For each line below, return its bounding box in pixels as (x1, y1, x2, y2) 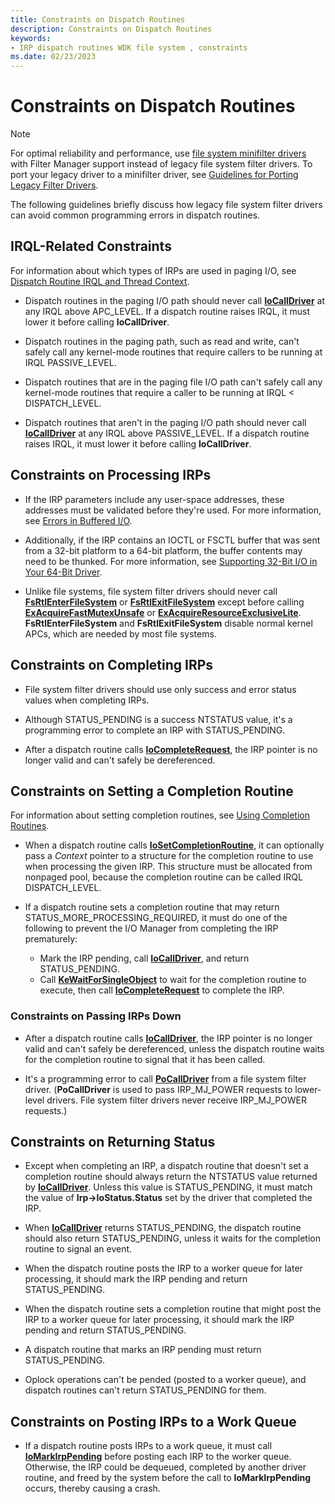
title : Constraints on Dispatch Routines (10, 14, 186, 25)
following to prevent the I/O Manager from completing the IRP (24, 922, 279, 935)
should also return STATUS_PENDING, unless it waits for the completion (24, 1232, 321, 1245)
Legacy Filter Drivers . (10, 179, 99, 191)
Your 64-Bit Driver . (24, 566, 103, 578)
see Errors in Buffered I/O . (24, 514, 133, 526)
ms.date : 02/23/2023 (10, 52, 97, 62)
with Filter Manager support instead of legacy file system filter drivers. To (10, 158, 313, 170)
